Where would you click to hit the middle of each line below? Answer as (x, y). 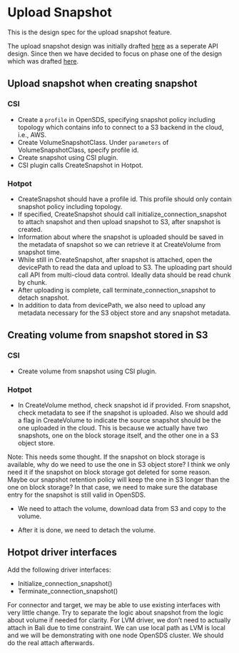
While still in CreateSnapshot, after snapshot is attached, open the (115, 259)
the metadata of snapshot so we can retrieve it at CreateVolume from (119, 244)
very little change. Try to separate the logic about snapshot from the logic (116, 612)
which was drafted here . (43, 61)
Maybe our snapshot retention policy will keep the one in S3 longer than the (119, 480)
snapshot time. (40, 252)
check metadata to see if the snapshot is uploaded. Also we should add (123, 412)
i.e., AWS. (32, 135)
